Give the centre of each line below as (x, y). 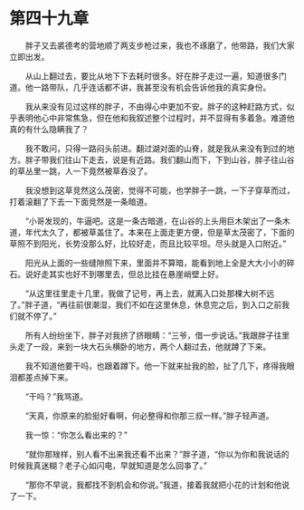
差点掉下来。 (49, 377)
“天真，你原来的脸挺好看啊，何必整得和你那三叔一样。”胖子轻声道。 (149, 415)
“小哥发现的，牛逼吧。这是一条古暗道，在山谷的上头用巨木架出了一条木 (158, 221)
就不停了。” (37, 316)
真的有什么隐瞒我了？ (49, 129)
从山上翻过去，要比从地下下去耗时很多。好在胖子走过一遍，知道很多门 (156, 76)
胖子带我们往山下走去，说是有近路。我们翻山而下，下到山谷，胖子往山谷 (160, 159)
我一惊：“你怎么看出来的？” (76, 435)
